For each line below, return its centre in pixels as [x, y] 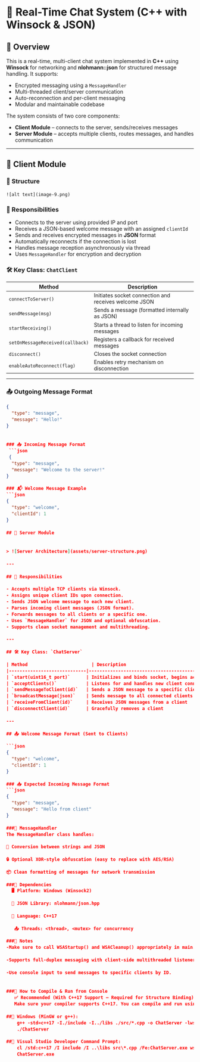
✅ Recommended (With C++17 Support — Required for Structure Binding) [104, 998]
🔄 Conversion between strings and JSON [56, 847]
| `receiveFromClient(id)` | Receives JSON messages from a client [97, 703]
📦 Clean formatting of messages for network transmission [81, 872]
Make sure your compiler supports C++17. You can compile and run [98, 1004]
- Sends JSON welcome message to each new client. [70, 602]
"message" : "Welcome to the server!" [58, 470]
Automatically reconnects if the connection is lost [75, 241]
